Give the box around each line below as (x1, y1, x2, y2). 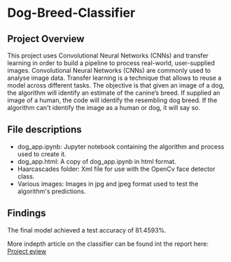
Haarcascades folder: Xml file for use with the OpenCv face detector (17, 165, 216, 173)
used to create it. (17, 149, 66, 158)
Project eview (7, 247, 47, 255)
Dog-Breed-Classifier (7, 5, 136, 21)
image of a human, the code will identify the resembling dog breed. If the (7, 96, 218, 104)
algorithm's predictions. (17, 187, 86, 195)
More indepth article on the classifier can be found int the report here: (7, 240, 209, 248)
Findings (7, 207, 47, 219)
